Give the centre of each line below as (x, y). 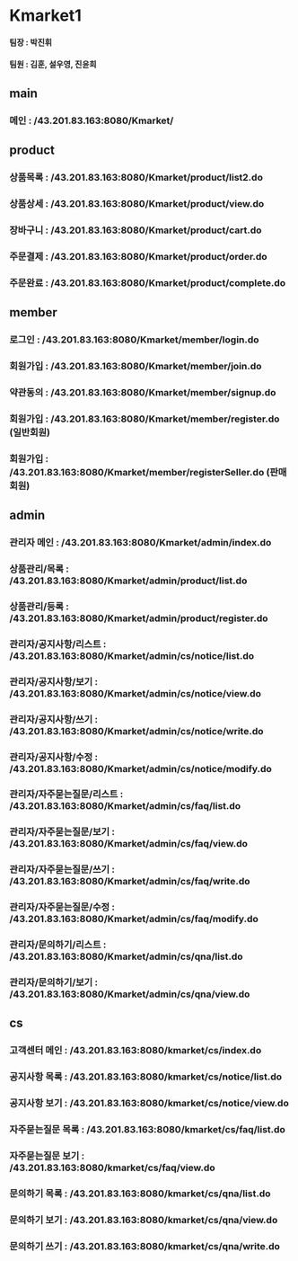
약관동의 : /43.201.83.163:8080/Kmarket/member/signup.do (143, 392)
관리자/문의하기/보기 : (54, 982)
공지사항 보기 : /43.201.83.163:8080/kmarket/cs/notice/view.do (149, 1104)
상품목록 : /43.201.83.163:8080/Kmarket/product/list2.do (136, 178)
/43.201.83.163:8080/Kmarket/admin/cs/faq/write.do (130, 882)
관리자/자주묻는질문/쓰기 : (62, 870)
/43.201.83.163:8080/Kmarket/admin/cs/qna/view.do (130, 994)
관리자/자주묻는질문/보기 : (62, 832)
